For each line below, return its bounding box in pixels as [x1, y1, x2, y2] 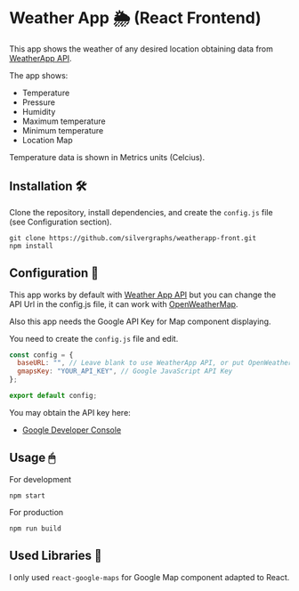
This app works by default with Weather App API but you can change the [9, 289, 277, 300]
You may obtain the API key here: [9, 407, 131, 417]
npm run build [9, 523, 62, 533]
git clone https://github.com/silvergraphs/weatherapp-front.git [9, 233, 256, 242]
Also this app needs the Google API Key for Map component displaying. [9, 316, 271, 327]
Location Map [21, 134, 73, 145]
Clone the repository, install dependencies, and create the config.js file [9, 206, 273, 217]
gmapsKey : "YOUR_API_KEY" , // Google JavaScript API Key [17, 367, 233, 376]
